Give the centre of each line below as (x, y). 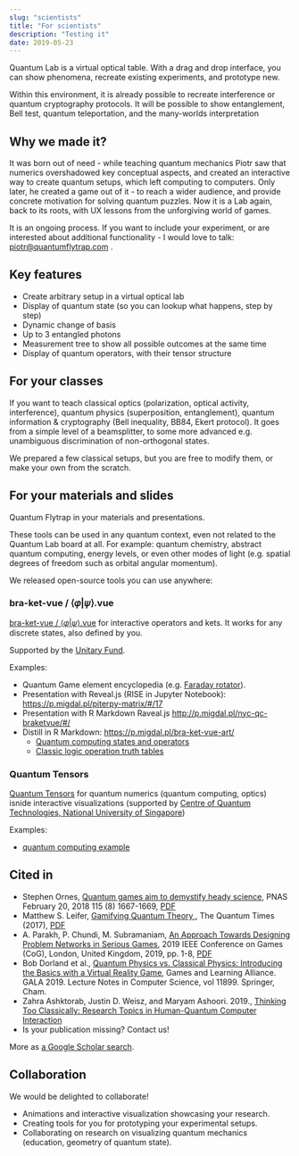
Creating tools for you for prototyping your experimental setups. (140, 1123)
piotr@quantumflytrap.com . (61, 247)
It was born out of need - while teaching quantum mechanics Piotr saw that (148, 163)
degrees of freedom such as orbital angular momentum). (114, 562)
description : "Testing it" (59, 34)
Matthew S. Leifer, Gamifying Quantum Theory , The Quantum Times (148, 915)
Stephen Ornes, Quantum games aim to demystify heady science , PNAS (155, 896)
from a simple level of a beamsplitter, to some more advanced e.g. (131, 431)
